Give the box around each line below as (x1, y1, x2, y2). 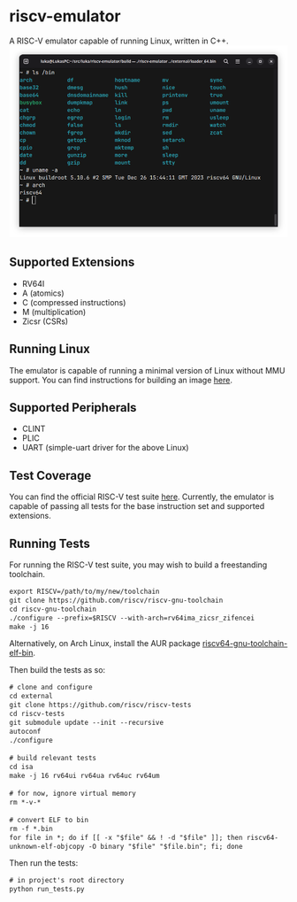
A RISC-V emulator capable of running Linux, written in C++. (9, 35, 229, 46)
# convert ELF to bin (9, 815, 89, 824)
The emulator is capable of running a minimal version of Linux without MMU (9, 365, 286, 375)
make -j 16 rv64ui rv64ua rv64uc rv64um (9, 771, 161, 780)
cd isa (9, 762, 34, 771)
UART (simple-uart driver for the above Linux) (21, 443, 189, 453)
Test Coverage (9, 467, 92, 483)
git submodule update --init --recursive (9, 718, 164, 727)
